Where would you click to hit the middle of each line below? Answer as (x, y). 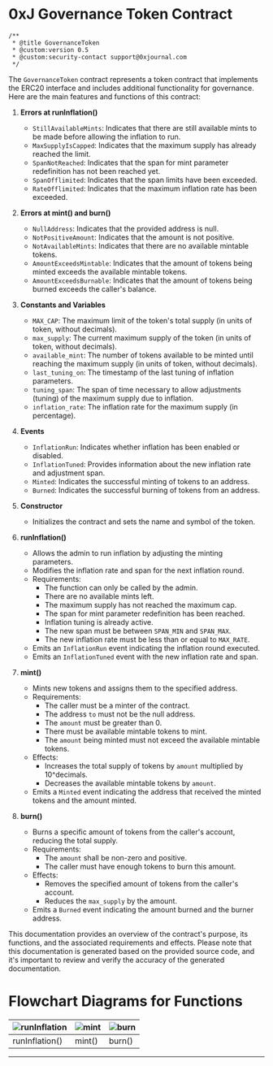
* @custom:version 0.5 (50, 50)
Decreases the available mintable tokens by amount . (130, 783)
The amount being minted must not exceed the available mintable (152, 739)
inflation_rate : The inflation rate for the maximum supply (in (135, 406)
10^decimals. (66, 774)
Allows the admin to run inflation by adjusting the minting (128, 552)
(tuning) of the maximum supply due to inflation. (113, 398)
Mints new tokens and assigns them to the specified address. (135, 688)
